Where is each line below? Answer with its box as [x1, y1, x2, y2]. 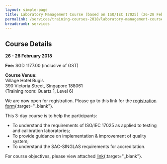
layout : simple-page [5, 7, 48, 12]
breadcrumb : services [5, 21, 50, 26]
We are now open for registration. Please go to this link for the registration [5, 98, 157, 104]
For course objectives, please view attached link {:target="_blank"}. [5, 153, 143, 160]
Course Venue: [5, 72, 37, 78]
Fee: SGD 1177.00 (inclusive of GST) [5, 63, 79, 69]
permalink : [5, 16, 28, 21]
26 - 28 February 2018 [5, 53, 52, 59]
